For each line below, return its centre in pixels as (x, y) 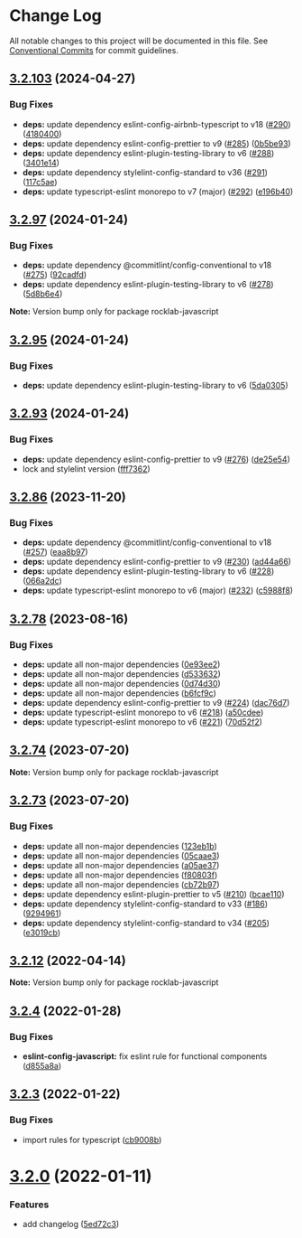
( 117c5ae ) (40, 182)
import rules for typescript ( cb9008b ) (92, 1140)
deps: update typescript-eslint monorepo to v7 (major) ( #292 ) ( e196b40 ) (158, 192)
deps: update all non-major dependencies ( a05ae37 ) (121, 865)
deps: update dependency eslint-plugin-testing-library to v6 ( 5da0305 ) (155, 385)
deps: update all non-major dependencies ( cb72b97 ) (121, 884)
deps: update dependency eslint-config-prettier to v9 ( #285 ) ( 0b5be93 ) (156, 143)
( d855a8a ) (42, 1066)
